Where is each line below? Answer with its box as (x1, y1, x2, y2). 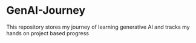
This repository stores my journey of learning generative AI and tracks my (6, 23, 190, 30)
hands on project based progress (6, 29, 90, 36)
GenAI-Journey (6, 4, 86, 17)
